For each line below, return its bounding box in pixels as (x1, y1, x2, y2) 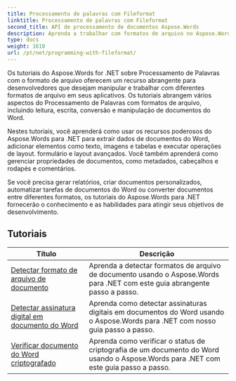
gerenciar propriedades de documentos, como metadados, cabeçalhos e (7, 156, 219, 165)
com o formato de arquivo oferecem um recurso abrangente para (7, 76, 197, 84)
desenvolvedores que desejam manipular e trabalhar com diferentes (7, 83, 205, 92)
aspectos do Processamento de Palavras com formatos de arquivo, (7, 98, 202, 107)
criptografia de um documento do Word (88, 345, 219, 354)
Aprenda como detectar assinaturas (88, 298, 207, 308)
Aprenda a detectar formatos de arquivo (88, 260, 221, 270)
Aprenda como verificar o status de (88, 336, 206, 346)
